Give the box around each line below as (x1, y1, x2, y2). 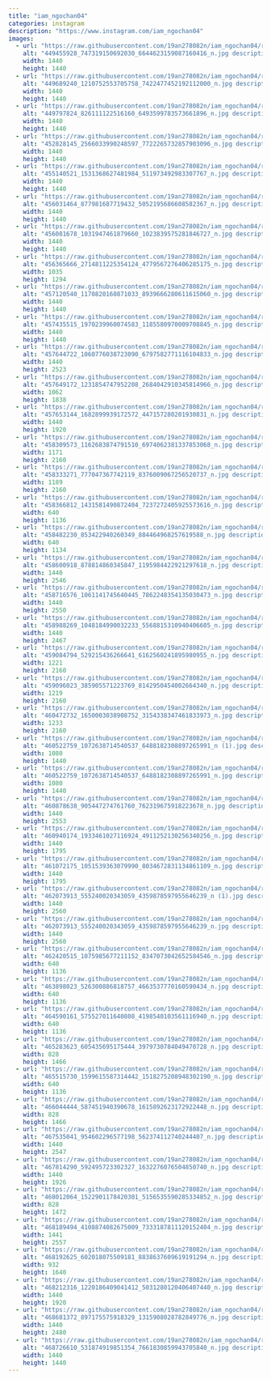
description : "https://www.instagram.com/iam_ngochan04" (8, 27, 204, 35)
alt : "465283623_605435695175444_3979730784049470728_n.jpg (23, 1042, 229, 1050)
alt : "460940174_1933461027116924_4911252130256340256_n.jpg (23, 832, 232, 840)
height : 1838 (23, 396, 67, 404)
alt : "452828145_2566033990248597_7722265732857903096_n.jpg (23, 139, 232, 148)
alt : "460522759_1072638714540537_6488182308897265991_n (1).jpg (23, 741, 248, 749)
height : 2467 (23, 636, 67, 644)
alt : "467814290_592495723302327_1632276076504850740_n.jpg (23, 1163, 229, 1171)
